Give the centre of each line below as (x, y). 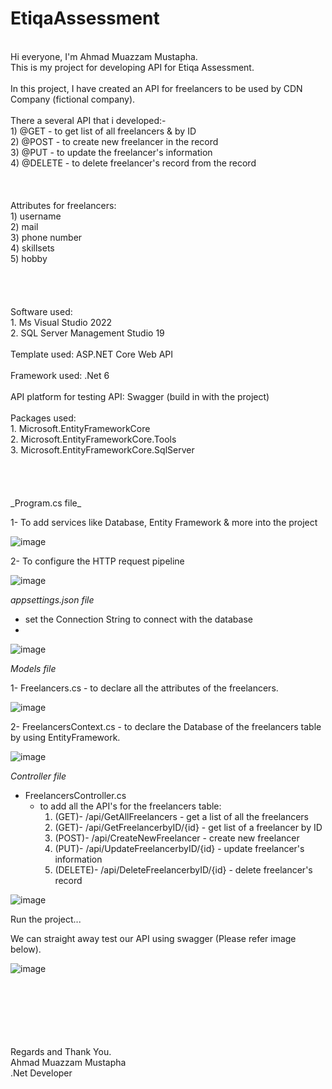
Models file (33, 668)
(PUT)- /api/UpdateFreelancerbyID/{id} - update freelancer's (179, 848)
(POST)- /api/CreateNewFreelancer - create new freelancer (177, 838)
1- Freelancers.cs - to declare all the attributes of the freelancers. (144, 688)
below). (26, 949)
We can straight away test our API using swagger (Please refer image (153, 938)
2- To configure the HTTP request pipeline (97, 561)
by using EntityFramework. (65, 737)
